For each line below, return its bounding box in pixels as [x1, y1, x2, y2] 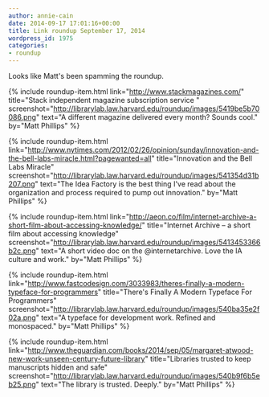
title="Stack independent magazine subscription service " [8, 96, 200, 104]
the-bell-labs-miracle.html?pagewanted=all [8, 153, 152, 163]
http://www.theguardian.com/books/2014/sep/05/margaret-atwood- [27, 346, 254, 354]
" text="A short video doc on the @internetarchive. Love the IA [35, 246, 243, 256]
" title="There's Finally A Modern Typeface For [97, 287, 253, 297]
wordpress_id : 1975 [8, 34, 74, 43]
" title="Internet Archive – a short [141, 220, 251, 230]
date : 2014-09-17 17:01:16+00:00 [8, 19, 120, 27]
